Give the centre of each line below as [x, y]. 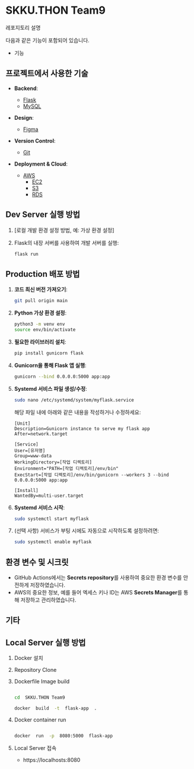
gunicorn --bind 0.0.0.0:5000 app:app [62, 376]
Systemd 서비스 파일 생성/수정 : [50, 388]
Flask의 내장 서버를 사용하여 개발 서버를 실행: [66, 242]
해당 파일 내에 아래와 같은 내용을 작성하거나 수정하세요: [77, 412]
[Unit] [22, 424]
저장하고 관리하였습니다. [48, 600]
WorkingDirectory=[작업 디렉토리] [53, 462]
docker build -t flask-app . [55, 709]
